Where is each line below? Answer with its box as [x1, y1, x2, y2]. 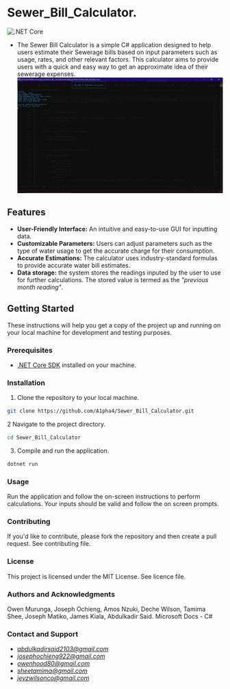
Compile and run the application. [16, 447, 110, 455]
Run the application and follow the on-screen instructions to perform [7, 492, 201, 501]
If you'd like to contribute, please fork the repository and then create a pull [7, 532, 217, 540]
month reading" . [16, 283, 64, 291]
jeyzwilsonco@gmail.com [16, 674, 90, 682]
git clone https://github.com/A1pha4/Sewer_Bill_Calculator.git [7, 408, 194, 415]
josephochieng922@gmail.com [16, 652, 106, 660]
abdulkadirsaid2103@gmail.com [16, 645, 109, 653]
